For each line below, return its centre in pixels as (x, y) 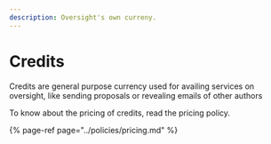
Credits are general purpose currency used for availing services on (132, 86)
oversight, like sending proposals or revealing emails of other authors (136, 95)
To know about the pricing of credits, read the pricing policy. (120, 113)
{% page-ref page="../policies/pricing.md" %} (94, 130)
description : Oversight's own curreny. (83, 17)
